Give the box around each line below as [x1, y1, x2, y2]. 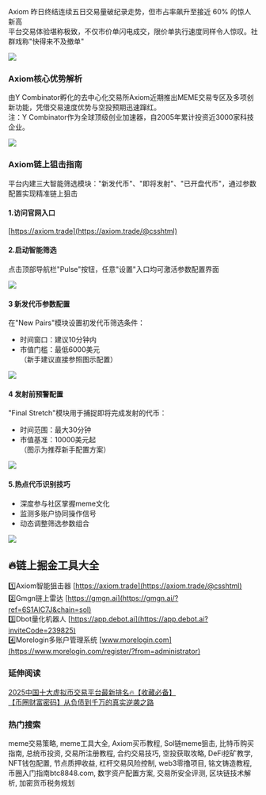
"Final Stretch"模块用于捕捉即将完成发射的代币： [8, 408, 167, 418]
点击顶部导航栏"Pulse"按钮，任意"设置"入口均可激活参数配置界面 [8, 265, 220, 273]
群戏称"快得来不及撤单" [8, 36, 85, 46]
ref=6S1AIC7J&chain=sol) [8, 605, 92, 614]
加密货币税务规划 [18, 778, 75, 788]
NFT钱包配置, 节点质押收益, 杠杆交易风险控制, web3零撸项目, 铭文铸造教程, [8, 759, 253, 768]
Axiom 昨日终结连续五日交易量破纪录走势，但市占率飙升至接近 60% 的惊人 [8, 7, 252, 16]
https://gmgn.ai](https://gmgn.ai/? [67, 594, 179, 603]
